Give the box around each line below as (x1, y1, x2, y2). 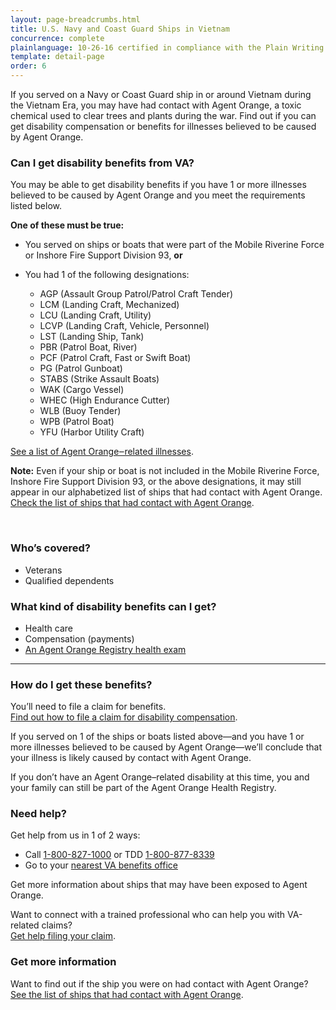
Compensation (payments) (24, 632, 135, 645)
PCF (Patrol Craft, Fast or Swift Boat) (39, 352, 192, 364)
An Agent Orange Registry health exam (24, 643, 187, 655)
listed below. (10, 200, 63, 212)
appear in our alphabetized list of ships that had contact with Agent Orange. (10, 486, 323, 498)
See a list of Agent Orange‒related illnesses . (10, 446, 194, 458)
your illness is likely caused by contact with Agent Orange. (10, 752, 252, 764)
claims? (41, 919, 73, 931)
